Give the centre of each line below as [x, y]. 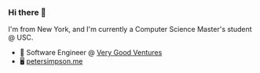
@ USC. [21, 37]
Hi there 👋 [27, 12]
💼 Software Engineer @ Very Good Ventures [91, 53]
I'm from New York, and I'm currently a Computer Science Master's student [130, 30]
